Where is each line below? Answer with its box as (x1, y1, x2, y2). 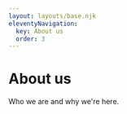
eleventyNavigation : (8, 20, 79, 28)
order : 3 (15, 34, 46, 43)
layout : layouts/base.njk (8, 11, 96, 20)
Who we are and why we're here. (8, 97, 120, 107)
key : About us (15, 27, 63, 35)
